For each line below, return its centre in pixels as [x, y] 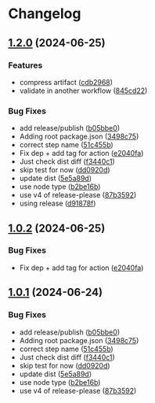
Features [25, 65]
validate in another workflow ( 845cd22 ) [83, 91]
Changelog [45, 14]
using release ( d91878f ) [58, 203]
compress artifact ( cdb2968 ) [66, 82]
